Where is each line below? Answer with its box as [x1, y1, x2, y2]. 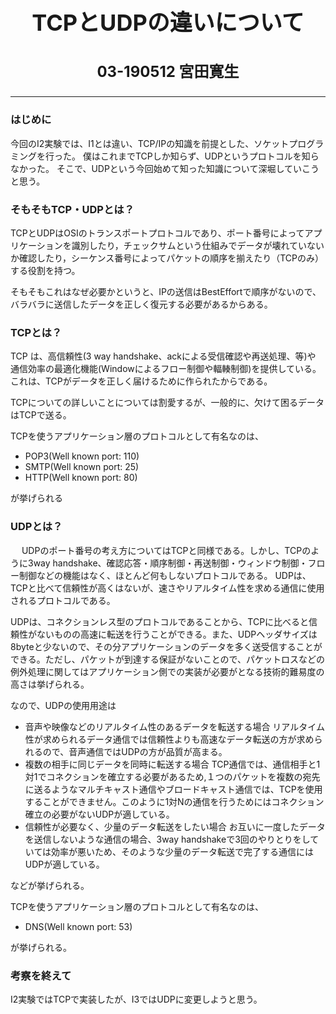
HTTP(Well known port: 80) [24, 472, 138, 484]
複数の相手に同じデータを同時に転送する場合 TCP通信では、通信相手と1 [24, 758, 321, 770]
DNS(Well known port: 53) [24, 920, 133, 932]
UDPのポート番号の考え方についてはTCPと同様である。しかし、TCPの [21, 544, 312, 556]
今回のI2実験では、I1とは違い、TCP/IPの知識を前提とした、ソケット [10, 137, 290, 149]
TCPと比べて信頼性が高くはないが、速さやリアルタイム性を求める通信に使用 [10, 582, 325, 594]
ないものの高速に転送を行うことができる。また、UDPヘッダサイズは [36, 628, 318, 640]
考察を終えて [10, 968, 72, 982]
